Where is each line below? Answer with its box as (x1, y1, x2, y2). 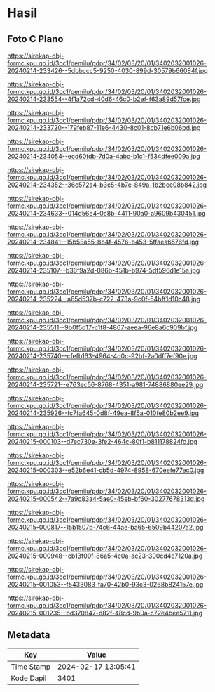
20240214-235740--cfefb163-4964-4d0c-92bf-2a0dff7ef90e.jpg (7, 352, 197, 360)
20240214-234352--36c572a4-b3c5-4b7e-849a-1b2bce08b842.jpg (7, 181, 207, 189)
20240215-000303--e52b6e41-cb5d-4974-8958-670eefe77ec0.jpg (7, 466, 204, 474)
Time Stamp (11, 662, 51, 672)
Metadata (7, 629, 50, 641)
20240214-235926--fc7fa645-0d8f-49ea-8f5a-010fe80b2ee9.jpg (7, 409, 200, 417)
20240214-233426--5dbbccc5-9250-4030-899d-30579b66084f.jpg (7, 67, 208, 74)
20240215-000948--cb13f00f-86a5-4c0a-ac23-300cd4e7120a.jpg (7, 551, 203, 560)
